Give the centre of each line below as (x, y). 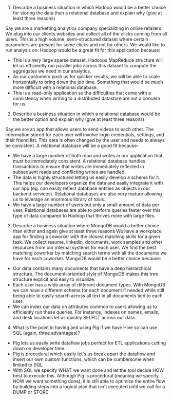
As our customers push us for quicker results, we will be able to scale (86, 76)
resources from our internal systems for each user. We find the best (84, 247)
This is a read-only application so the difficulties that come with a (82, 93)
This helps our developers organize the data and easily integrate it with (88, 183)
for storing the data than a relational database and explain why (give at (87, 13)
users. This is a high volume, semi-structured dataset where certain (77, 39)
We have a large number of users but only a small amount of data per (86, 205)
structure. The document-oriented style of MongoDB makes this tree (85, 274)
